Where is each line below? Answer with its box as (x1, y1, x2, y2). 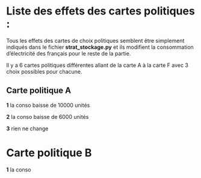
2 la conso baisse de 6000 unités (6, 113, 89, 120)
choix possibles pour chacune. (6, 68, 82, 75)
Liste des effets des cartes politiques (6, 4, 196, 18)
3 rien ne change (6, 125, 49, 132)
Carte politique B (6, 146, 92, 159)
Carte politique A (6, 86, 72, 96)
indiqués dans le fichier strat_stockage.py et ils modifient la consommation (6, 43, 194, 51)
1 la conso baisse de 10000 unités (6, 101, 90, 109)
